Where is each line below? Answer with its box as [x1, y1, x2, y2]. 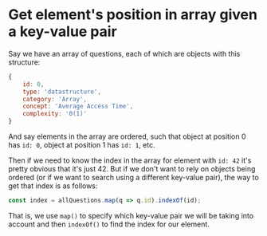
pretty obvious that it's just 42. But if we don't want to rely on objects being [8, 164, 256, 174]
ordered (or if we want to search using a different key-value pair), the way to [8, 173, 259, 183]
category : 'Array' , [22, 95, 88, 103]
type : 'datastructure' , [22, 88, 102, 96]
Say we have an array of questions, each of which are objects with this [8, 49, 241, 58]
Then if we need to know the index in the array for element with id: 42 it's [8, 155, 252, 165]
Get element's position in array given [8, 6, 257, 24]
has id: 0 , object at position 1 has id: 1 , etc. [8, 140, 155, 150]
